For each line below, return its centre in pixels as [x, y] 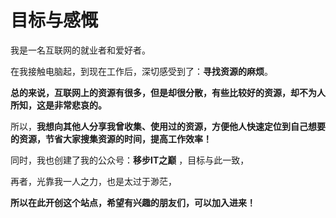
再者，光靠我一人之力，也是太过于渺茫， [93, 181]
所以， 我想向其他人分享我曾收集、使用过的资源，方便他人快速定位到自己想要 [168, 126]
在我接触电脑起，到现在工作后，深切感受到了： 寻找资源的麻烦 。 [141, 71]
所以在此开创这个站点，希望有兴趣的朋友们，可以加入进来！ [133, 202]
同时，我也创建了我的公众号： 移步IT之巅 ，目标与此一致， [130, 160]
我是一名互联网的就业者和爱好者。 [80, 50]
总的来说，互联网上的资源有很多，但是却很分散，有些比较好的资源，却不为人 [168, 92]
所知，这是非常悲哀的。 [58, 105]
